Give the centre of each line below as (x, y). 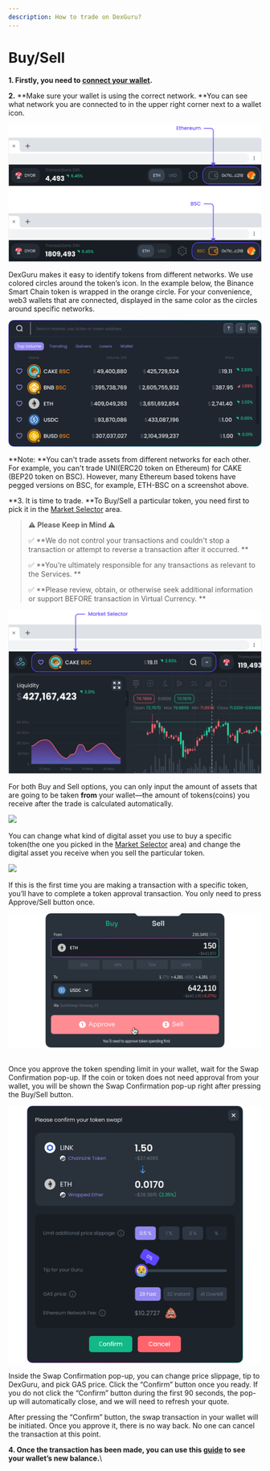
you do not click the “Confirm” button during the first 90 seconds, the (123, 1393)
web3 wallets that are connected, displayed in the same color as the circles (133, 300)
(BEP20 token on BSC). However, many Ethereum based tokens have (122, 477)
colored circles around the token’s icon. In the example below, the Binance (131, 283)
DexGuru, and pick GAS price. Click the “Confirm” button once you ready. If (133, 1384)
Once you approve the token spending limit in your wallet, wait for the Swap (134, 1069)
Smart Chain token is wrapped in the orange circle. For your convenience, (131, 291)
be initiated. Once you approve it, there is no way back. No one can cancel (132, 1425)
